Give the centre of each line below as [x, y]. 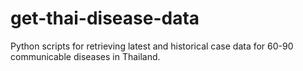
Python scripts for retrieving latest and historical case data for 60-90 [152, 46]
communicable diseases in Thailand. [85, 56]
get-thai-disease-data [105, 18]
